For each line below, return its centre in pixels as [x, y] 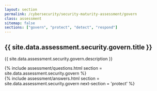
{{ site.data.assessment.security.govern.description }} [59, 59]
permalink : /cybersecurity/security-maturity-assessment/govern [71, 14]
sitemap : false [20, 23]
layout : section [21, 9]
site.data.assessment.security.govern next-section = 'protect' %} [70, 83]
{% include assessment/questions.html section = [53, 68]
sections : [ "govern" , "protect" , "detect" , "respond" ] [61, 28]
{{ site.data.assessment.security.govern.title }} [78, 47]
